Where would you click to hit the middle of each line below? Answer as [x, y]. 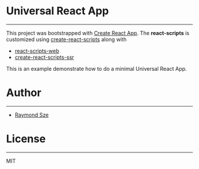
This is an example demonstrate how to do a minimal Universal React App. [97, 68]
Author [24, 93]
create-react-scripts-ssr [44, 57]
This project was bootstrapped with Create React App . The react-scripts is [98, 33]
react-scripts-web [37, 51]
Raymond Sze [32, 115]
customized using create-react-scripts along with [67, 39]
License [26, 139]
